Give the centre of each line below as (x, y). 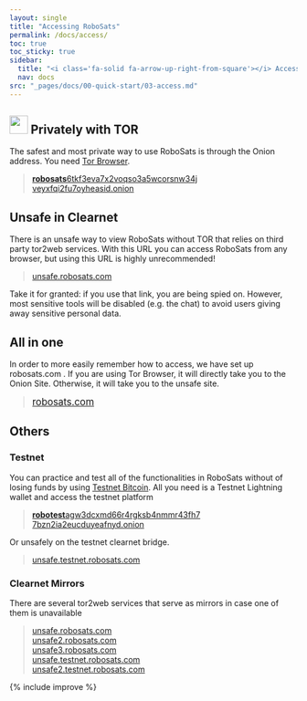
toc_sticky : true (42, 52)
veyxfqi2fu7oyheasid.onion (83, 189)
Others (30, 431)
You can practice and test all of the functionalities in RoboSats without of (146, 477)
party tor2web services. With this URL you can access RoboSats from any (148, 249)
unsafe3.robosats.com (74, 650)
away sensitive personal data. (65, 314)
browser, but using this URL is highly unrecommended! (113, 259)
